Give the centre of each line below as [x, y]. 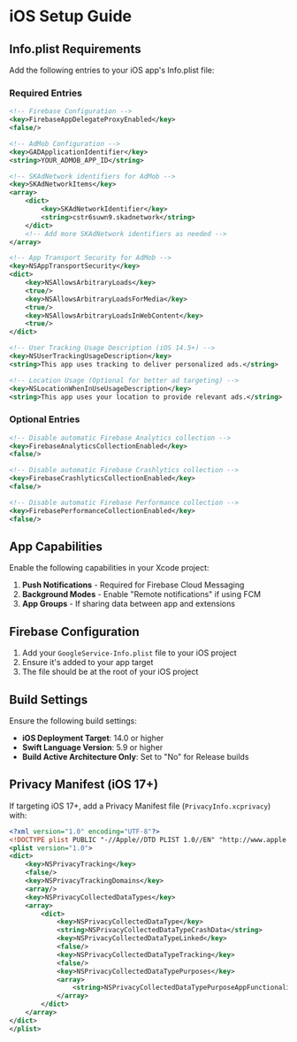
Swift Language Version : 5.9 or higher [92, 747]
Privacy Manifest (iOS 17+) [84, 785]
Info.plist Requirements [75, 49]
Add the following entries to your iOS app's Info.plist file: [112, 70]
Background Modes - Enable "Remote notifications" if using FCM [141, 594]
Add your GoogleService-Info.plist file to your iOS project [129, 653]
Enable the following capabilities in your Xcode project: [109, 568]
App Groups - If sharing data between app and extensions [129, 604]
